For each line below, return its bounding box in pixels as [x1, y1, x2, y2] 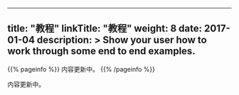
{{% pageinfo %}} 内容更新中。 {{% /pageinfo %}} [7, 65, 155, 73]
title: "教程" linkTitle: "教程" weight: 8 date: [7, 23, 203, 35]
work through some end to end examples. [7, 45, 196, 57]
